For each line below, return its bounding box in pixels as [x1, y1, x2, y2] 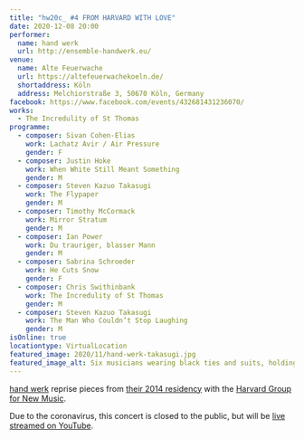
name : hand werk [17, 38, 79, 48]
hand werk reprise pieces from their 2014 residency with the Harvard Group [9, 383, 292, 394]
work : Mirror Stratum [25, 215, 107, 224]
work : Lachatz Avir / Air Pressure [25, 139, 160, 148]
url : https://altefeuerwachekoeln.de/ [17, 72, 165, 81]
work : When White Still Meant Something [25, 165, 180, 174]
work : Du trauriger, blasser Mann [25, 241, 156, 250]
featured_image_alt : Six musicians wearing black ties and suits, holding [9, 358, 298, 367]
